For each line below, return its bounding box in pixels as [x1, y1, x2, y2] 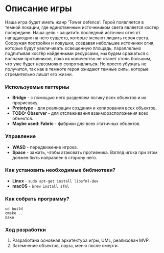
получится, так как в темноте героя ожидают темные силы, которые [5, 66, 149, 72]
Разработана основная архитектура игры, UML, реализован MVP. [12, 237, 150, 243]
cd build [5, 206, 23, 211]
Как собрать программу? [5, 195, 70, 202]
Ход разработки [5, 227, 46, 233]
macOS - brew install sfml [12, 183, 70, 189]
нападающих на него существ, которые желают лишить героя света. [5, 35, 150, 41]
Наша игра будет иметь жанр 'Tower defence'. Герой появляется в [5, 19, 144, 25]
